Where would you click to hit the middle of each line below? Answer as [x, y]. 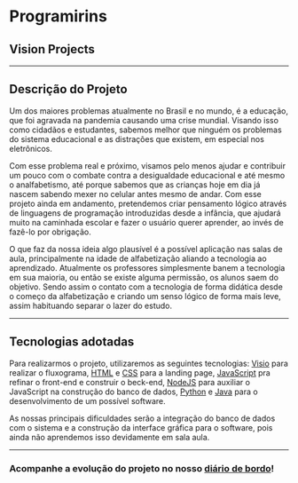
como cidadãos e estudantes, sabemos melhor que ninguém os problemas [145, 130]
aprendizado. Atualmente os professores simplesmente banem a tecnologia [147, 267]
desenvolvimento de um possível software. [87, 400]
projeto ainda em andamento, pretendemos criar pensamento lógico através [148, 203]
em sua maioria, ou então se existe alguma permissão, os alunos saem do [144, 277]
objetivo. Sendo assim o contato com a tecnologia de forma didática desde [146, 287]
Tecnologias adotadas [72, 342]
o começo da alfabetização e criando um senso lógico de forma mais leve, [145, 296]
